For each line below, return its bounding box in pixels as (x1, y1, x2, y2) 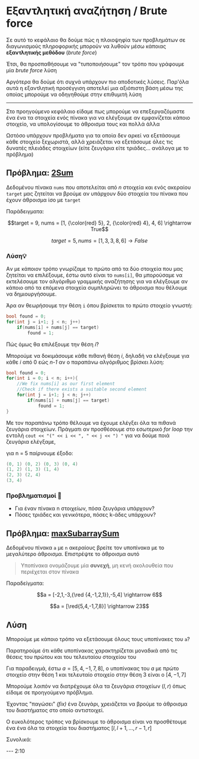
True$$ (91, 225, 108, 232)
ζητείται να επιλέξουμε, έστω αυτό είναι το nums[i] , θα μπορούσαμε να (6, 271, 182, 279)
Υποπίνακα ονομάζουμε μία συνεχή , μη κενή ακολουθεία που (20, 562, 174, 569)
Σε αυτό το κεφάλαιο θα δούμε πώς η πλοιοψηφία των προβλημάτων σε (6, 36, 186, 43)
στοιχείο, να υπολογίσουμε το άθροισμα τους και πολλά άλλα (6, 120, 160, 127)
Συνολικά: (6, 736, 31, 743)
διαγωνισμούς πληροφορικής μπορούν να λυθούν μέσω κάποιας (6, 43, 166, 50)
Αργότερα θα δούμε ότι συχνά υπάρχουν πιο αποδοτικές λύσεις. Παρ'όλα (6, 78, 190, 85)
